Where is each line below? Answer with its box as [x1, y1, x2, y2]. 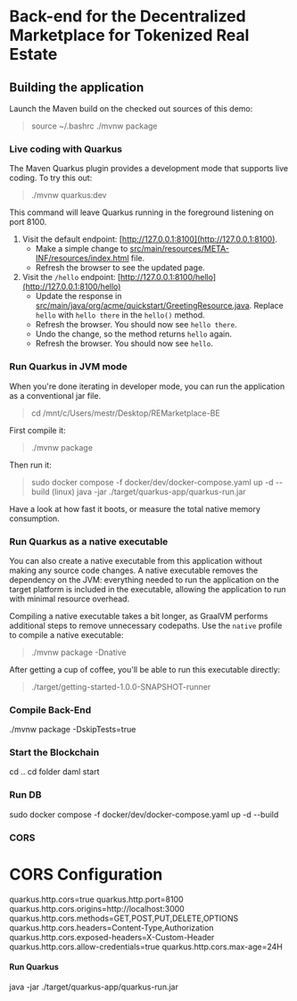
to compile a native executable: [9, 629, 124, 640]
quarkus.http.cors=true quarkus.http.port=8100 [9, 894, 185, 905]
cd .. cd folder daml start [9, 766, 100, 777]
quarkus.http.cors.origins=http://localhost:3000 [9, 903, 185, 914]
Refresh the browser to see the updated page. [35, 262, 205, 273]
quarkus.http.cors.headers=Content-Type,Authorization [9, 922, 214, 933]
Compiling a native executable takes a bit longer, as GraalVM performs [9, 610, 268, 621]
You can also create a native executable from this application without [9, 555, 263, 566]
